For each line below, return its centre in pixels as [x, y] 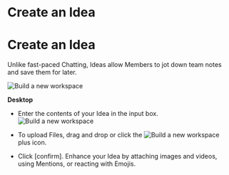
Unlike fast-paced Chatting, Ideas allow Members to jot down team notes [115, 65]
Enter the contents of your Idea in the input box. [88, 114]
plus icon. [32, 142]
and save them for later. [42, 73]
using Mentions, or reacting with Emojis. [77, 164]
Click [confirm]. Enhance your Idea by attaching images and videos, [117, 157]
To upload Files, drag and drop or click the [80, 135]
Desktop [20, 100]
